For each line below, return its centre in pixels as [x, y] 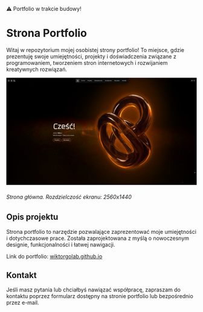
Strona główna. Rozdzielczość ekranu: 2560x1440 [69, 197]
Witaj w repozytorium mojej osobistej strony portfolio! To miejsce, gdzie [95, 50]
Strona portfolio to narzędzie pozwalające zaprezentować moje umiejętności [101, 231]
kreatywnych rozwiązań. [37, 69]
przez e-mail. [23, 303]
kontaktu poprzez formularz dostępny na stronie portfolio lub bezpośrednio [100, 296]
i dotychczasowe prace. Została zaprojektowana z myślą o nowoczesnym [98, 238]
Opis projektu [32, 217]
